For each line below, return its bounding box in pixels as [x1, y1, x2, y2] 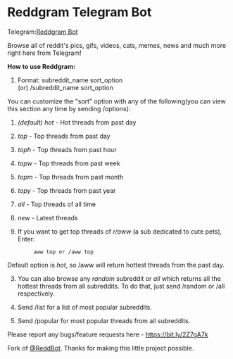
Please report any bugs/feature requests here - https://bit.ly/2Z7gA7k [7, 330, 209, 339]
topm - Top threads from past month [17, 172, 124, 181]
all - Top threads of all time [17, 200, 96, 208]
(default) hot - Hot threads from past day [17, 118, 137, 127]
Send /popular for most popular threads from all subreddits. [17, 316, 191, 325]
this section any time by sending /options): [7, 104, 131, 113]
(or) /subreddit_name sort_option [17, 83, 114, 92]
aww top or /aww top [33, 248, 94, 256]
